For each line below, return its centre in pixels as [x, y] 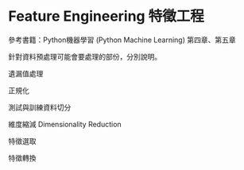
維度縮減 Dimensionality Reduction [65, 124]
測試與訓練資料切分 [40, 107]
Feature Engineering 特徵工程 [106, 16]
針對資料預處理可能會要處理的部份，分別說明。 [85, 56]
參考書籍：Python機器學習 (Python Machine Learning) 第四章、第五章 [122, 40]
